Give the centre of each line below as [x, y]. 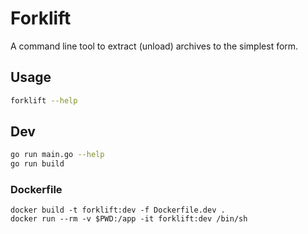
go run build [37, 164]
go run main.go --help [57, 155]
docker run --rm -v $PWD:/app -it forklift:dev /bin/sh [129, 219]
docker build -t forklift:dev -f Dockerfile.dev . [118, 210]
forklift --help [44, 100]
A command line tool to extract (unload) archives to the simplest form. [154, 46]
